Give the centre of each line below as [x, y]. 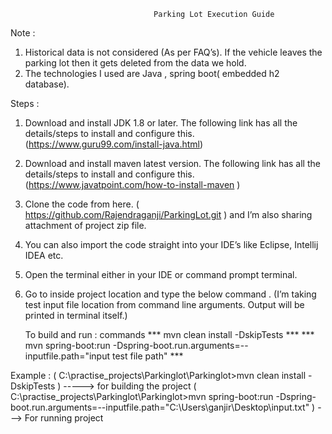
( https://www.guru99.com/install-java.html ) [114, 144]
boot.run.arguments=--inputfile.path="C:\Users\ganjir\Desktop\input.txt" [160, 407]
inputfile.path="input [67, 356]
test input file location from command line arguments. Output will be [164, 304]
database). [47, 84]
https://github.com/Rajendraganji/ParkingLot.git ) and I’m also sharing [168, 214]
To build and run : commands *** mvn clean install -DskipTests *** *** [169, 334]
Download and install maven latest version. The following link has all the [172, 163]
